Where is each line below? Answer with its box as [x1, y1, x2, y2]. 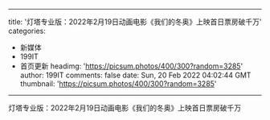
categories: [8, 26, 46, 35]
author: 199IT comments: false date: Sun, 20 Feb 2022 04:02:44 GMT [19, 70, 252, 80]
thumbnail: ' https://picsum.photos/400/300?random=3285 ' [19, 79, 217, 89]
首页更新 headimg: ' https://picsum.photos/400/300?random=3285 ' [19, 61, 243, 71]
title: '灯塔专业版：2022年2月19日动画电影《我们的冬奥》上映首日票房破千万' [8, 17, 262, 27]
